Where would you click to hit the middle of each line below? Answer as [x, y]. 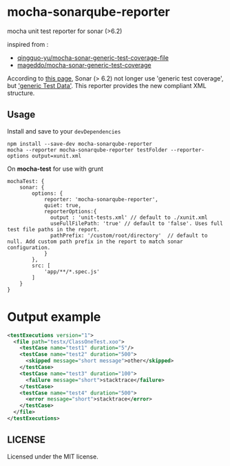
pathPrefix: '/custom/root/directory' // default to [129, 235]
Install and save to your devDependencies [64, 131]
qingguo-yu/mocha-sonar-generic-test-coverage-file [93, 57]
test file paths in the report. [53, 229]
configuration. [29, 247]
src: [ [41, 266]
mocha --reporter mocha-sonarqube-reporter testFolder [87, 150]
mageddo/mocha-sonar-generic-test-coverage [84, 65]
